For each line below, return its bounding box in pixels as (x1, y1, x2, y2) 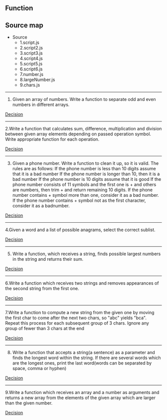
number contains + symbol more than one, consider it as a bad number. (12, 192, 159, 198)
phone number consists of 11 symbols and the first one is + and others (12, 182, 157, 188)
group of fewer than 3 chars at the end (5, 326, 84, 332)
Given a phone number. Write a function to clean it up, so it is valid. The (12, 160, 159, 166)
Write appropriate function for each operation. (5, 136, 99, 142)
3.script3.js (19, 50, 43, 56)
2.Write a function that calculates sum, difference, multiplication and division (5, 126, 162, 132)
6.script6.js (19, 66, 43, 72)
